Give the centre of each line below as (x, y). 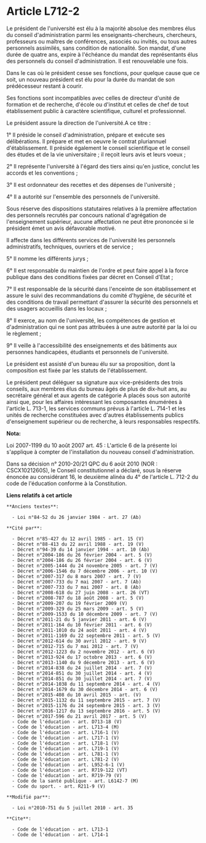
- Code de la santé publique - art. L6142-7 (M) (75, 781)
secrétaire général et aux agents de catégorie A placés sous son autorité (98, 395)
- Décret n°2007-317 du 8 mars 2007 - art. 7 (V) (77, 576)
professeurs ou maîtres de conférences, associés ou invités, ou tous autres (101, 41)
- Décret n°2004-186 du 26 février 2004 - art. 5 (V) (82, 555)
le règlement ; (24, 333)
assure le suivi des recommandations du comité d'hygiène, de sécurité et (99, 295)
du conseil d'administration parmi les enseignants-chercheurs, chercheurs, (101, 34)
